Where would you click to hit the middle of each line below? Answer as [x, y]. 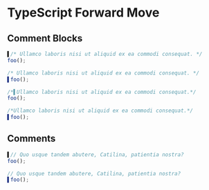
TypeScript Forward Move [83, 13]
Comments [31, 139]
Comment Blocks [45, 38]
